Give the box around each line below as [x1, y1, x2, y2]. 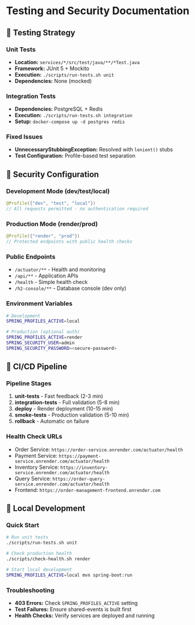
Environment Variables [6, 299, 73, 307]
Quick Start [6, 521, 39, 530]
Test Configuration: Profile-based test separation [14, 152, 136, 160]
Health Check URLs [6, 432, 63, 441]
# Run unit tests [6, 534, 49, 540]
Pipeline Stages [6, 379, 52, 388]
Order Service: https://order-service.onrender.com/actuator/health [14, 446, 183, 453]
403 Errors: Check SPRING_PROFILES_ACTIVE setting [14, 600, 138, 607]
